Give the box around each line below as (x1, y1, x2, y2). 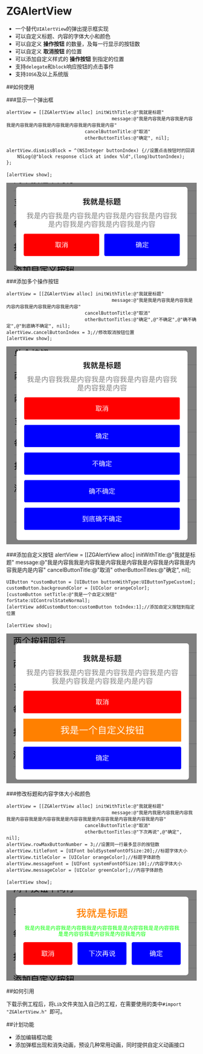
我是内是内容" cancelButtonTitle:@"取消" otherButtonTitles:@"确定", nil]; (11, 566, 192, 573)
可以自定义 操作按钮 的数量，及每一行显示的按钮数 (14, 40, 140, 47)
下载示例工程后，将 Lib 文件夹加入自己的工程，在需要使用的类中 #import (6, 1000, 182, 1007)
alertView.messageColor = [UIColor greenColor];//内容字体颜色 (6, 867, 163, 873)
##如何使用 (6, 83, 34, 90)
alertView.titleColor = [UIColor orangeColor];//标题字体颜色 (6, 854, 161, 860)
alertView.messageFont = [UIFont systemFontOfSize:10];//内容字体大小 (6, 860, 182, 866)
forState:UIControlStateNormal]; (6, 597, 91, 603)
